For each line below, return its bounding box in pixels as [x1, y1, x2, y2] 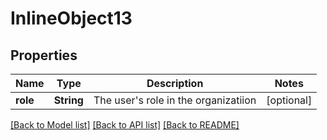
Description [146, 77, 204, 90]
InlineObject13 [10, 7, 133, 30]
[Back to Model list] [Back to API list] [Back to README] [10, 119, 240, 131]
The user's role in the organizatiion [93, 93, 257, 107]
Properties [10, 47, 78, 64]
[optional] [266, 93, 313, 107]
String [53, 93, 84, 107]
